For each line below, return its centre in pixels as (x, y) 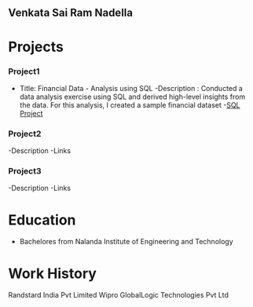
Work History (52, 273)
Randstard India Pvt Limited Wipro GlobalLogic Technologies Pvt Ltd (119, 295)
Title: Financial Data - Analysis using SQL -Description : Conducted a (131, 88)
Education (42, 220)
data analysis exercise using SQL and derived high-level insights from (132, 97)
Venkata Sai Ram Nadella (71, 13)
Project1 (24, 71)
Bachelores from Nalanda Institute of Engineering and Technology (126, 242)
